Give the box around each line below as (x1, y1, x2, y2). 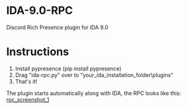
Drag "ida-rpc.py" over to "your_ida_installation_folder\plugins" (15, 71, 174, 79)
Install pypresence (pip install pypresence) (15, 65, 122, 72)
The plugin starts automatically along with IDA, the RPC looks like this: (6, 89, 182, 97)
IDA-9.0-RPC (6, 4, 73, 18)
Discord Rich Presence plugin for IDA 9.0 (6, 24, 109, 31)
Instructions (6, 45, 69, 59)
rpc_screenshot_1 (6, 96, 50, 103)
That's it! (15, 78, 38, 85)
